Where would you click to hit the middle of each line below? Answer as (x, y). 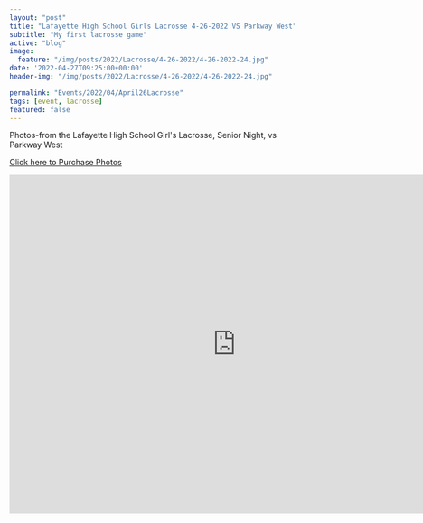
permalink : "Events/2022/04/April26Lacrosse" (96, 93)
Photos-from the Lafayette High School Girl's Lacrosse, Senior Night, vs (143, 135)
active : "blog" (38, 43)
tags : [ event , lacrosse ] (56, 101)
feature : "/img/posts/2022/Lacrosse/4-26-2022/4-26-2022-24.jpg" (143, 60)
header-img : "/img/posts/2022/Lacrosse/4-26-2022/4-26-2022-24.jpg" (141, 77)
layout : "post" (38, 18)
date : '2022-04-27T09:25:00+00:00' (76, 69)
